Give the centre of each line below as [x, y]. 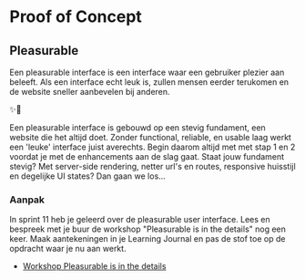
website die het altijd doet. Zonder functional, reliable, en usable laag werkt [150, 137]
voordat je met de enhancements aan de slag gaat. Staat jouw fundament [147, 156]
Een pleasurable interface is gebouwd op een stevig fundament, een [137, 128]
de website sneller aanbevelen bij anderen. [90, 92]
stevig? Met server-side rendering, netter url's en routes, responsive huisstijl [152, 166]
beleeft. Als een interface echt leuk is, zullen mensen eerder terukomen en [149, 82]
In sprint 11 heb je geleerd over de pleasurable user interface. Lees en [140, 220]
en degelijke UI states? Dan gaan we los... [87, 176]
